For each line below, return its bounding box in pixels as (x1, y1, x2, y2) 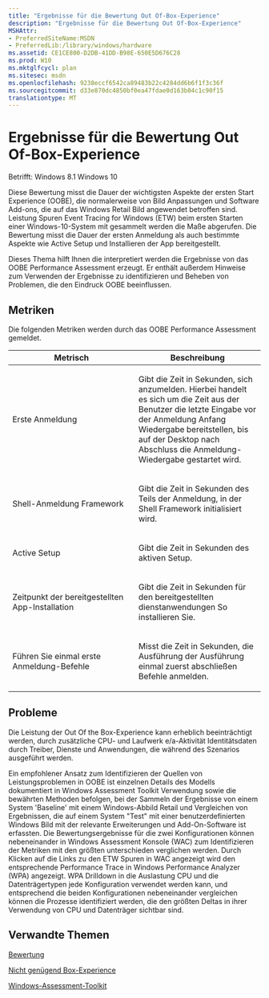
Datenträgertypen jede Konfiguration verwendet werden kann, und (8, 879, 228, 889)
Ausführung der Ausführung (139, 651, 244, 662)
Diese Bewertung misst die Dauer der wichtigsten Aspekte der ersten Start (8, 188, 255, 198)
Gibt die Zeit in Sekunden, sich (139, 374, 254, 385)
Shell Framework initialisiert (139, 503, 243, 514)
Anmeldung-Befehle (12, 661, 90, 671)
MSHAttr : (8, 26, 38, 35)
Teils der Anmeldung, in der (139, 493, 242, 504)
